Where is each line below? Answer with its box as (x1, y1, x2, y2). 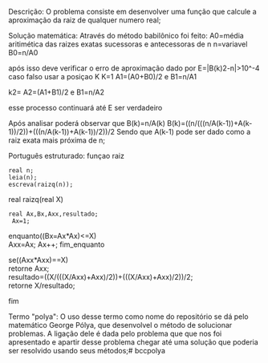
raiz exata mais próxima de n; (8, 135, 106, 145)
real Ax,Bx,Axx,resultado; (8, 210, 99, 218)
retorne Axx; (8, 264, 50, 273)
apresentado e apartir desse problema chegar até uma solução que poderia (8, 337, 258, 347)
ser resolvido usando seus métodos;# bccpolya (8, 346, 166, 355)
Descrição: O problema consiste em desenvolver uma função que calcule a (8, 7, 257, 16)
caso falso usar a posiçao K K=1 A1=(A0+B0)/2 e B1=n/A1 (8, 72, 197, 81)
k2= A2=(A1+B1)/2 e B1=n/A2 (8, 87, 105, 97)
